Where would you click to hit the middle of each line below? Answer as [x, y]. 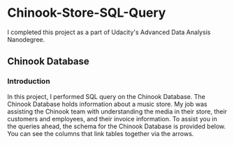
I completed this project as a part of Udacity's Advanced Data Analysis [109, 32]
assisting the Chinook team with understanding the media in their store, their [117, 111]
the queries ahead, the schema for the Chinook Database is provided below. [117, 126]
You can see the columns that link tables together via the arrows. [101, 133]
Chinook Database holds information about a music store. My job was [107, 104]
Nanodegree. [26, 39]
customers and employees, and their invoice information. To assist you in [112, 119]
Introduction [29, 82]
